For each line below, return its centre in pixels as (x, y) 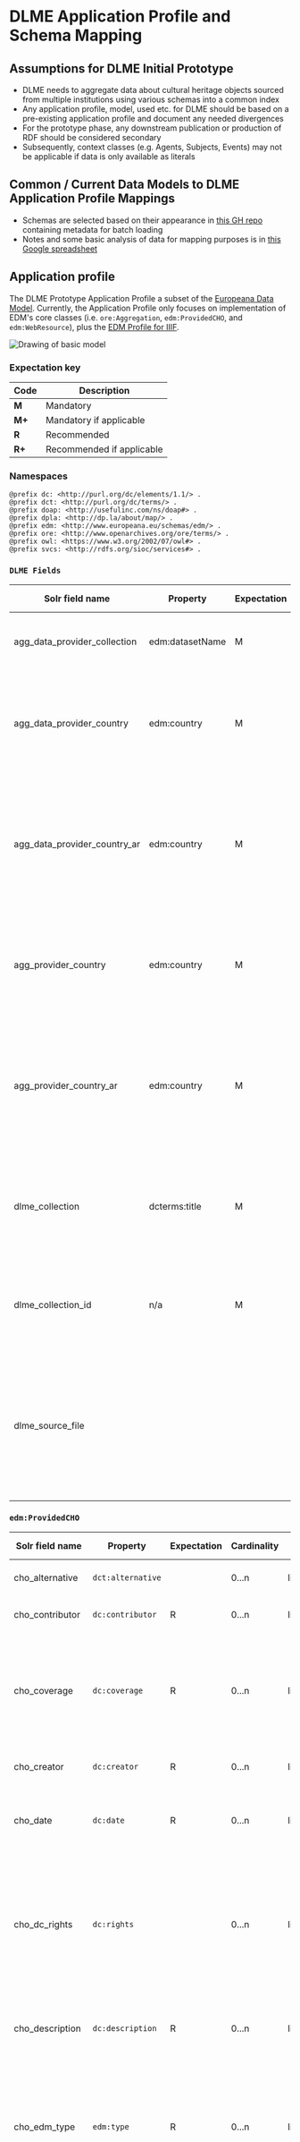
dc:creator (116, 1766)
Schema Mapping (76, 35)
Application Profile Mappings (92, 199)
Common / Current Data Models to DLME (125, 185)
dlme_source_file (49, 1425)
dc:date (108, 1820)
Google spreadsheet (60, 249)
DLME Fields (35, 571)
